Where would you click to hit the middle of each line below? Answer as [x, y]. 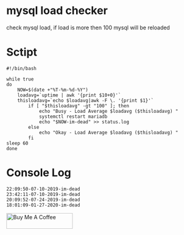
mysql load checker [57, 11]
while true [20, 79]
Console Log [39, 173]
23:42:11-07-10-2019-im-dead [43, 194]
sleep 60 [17, 143]
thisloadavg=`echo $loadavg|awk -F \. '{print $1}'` [86, 100]
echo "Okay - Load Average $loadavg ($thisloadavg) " [108, 132]
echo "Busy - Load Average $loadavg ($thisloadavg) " [108, 111]
